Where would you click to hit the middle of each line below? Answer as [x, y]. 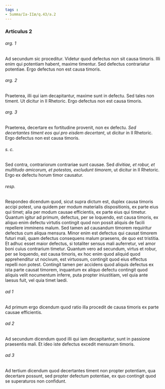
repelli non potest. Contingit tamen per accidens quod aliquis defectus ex [80, 265]
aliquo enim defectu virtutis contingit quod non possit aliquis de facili [75, 223]
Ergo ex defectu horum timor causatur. [44, 175]
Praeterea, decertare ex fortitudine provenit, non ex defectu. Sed [71, 128]
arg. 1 [11, 43]
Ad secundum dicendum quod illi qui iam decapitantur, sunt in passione [78, 339]
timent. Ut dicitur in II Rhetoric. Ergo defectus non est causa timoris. [74, 101]
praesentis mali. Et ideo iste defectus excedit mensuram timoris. [70, 344]
